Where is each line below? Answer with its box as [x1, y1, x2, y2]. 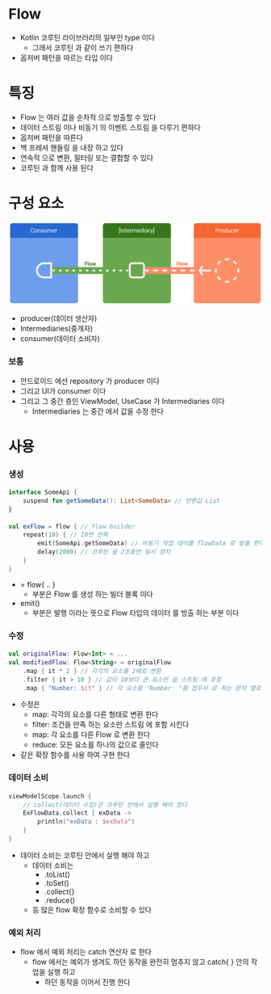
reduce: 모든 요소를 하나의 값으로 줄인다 [31, 740, 159, 750]
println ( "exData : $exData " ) [37, 818, 135, 826]
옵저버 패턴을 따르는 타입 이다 [19, 53, 113, 62]
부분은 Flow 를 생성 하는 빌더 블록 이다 [31, 589, 153, 599]
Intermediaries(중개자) [19, 324, 94, 334]
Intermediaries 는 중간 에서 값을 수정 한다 [31, 406, 164, 416]
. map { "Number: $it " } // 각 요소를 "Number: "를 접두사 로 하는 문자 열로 [23, 684, 261, 692]
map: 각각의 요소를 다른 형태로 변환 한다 [31, 710, 159, 719]
